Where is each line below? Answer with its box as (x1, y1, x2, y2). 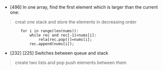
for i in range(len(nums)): (20, 29, 79, 34)
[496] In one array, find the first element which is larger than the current (9, 4, 158, 10)
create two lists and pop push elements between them (14, 60, 127, 66)
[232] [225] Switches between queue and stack (9, 50, 109, 56)
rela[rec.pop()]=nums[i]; (38, 37, 92, 42)
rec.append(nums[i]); (29, 41, 75, 46)
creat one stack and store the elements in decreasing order (14, 19, 137, 25)
